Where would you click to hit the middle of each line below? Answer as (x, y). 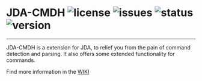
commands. (21, 60)
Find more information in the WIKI (48, 71)
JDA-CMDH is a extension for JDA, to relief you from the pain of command (99, 47)
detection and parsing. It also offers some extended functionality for (91, 54)
